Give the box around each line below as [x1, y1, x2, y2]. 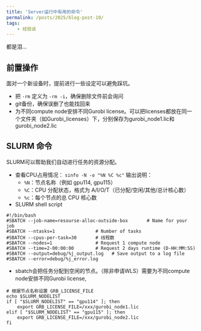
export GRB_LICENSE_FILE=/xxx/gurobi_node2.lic [17, 314, 139, 321]
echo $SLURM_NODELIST [6, 293, 61, 300]
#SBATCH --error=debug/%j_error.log [6, 255, 98, 262]
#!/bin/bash [6, 212, 36, 218]
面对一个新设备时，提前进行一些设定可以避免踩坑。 [6, 80, 133, 87]
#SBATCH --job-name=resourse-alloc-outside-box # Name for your [6, 217, 188, 224]
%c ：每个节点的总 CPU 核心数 [24, 194, 97, 201]
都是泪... [6, 43, 27, 50]
